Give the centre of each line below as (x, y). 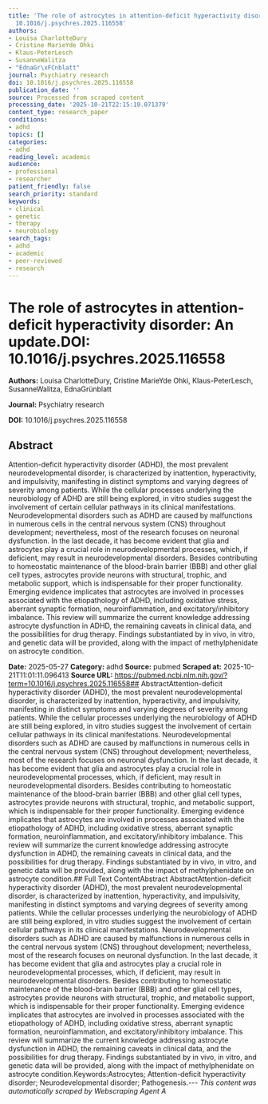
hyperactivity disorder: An (144, 325)
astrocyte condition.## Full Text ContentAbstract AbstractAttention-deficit (130, 879)
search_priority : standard (53, 194)
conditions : (28, 120)
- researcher (30, 179)
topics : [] (26, 134)
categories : (28, 142)
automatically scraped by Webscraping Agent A (87, 1091)
